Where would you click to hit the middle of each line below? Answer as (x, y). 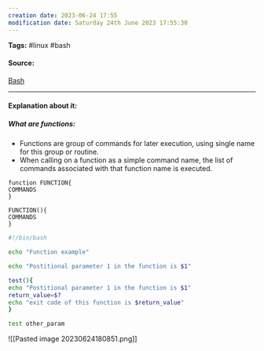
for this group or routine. (59, 152)
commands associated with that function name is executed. (116, 169)
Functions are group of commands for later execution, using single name (137, 144)
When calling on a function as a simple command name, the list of (126, 160)
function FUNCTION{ (40, 183)
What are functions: (42, 123)
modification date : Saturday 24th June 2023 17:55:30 (98, 23)
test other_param (37, 324)
